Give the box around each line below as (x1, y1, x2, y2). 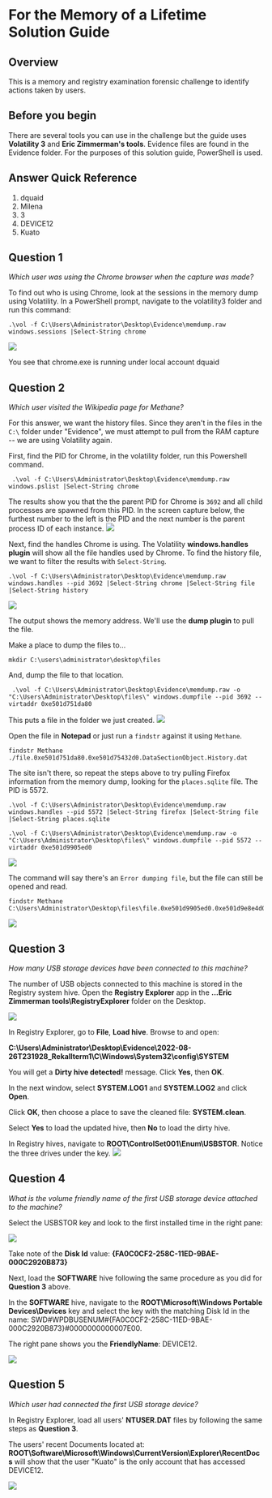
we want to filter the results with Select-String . (8, 557, 168, 566)
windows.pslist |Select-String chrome (8, 483, 139, 491)
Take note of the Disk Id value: (8, 1248, 111, 1259)
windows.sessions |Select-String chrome (8, 328, 147, 336)
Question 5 (8, 1378, 66, 1392)
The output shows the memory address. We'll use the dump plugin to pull (8, 616, 255, 626)
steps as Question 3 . (8, 1423, 79, 1433)
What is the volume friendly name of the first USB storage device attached (8, 1193, 258, 1203)
